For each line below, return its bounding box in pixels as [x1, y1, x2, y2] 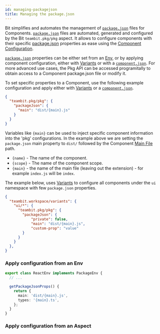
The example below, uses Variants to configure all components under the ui [5, 180, 156, 186]
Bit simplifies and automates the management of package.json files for [5, 25, 145, 31]
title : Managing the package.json [5, 12, 75, 16]
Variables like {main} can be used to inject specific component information [5, 130, 153, 136]
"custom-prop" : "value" [30, 226, 79, 231]
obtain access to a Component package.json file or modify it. [5, 70, 127, 76]
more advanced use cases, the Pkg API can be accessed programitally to [5, 65, 151, 71]
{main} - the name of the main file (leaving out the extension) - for [12, 165, 144, 171]
